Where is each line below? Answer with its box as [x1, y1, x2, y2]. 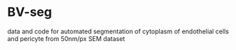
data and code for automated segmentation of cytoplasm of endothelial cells [7, 27, 229, 35]
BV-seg [7, 4, 52, 20]
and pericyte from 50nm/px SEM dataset [7, 34, 125, 42]
